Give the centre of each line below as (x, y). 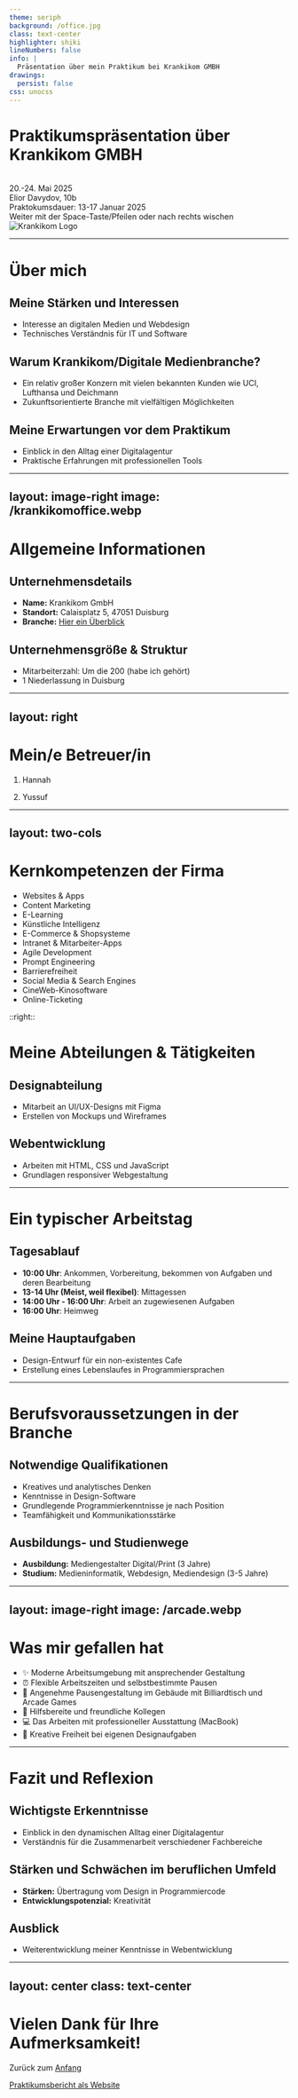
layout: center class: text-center (101, 1986)
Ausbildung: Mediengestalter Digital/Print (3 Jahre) (116, 1564)
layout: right (43, 717)
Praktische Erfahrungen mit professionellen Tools (112, 461)
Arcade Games (49, 1702)
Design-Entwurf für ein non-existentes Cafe (102, 1360)
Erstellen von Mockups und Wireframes (94, 1116)
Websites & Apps (53, 895)
